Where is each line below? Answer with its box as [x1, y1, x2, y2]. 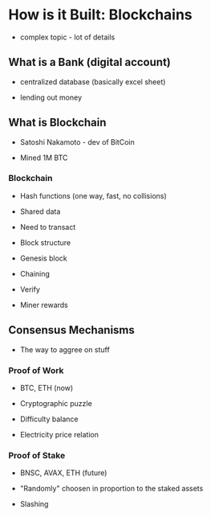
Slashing [19, 499, 49, 509]
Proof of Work [8, 364, 64, 375]
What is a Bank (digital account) [8, 55, 171, 69]
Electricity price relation [19, 429, 99, 439]
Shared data [19, 207, 61, 216]
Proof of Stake [8, 449, 66, 461]
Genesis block [19, 253, 67, 263]
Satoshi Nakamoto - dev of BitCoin [19, 137, 135, 146]
